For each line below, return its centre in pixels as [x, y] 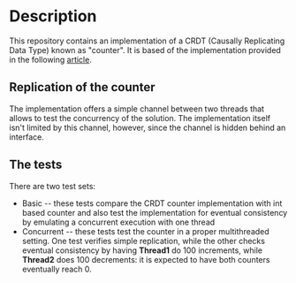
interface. [27, 137]
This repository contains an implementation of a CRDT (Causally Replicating [147, 41]
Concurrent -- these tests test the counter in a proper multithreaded [145, 231]
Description [53, 16]
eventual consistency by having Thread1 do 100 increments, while [142, 250]
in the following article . [51, 59]
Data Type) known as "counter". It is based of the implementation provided [145, 50]
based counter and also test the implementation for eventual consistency [155, 212]
